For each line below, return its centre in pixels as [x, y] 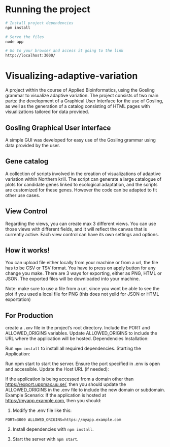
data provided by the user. [33, 145]
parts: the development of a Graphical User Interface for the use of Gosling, [84, 101]
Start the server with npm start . [45, 439]
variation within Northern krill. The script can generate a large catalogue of [83, 179]
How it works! [27, 250]
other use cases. [23, 195]
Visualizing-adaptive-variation [72, 76]
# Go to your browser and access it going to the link [64, 51]
